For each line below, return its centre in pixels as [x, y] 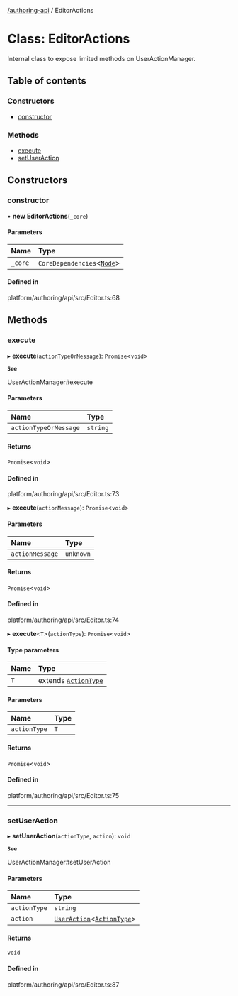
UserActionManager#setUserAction [59, 863]
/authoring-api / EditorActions [51, 10]
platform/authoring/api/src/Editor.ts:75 [63, 795]
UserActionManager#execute [50, 382]
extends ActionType [70, 681]
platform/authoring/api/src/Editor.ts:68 [64, 298]
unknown [78, 554]
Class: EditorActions [69, 39]
